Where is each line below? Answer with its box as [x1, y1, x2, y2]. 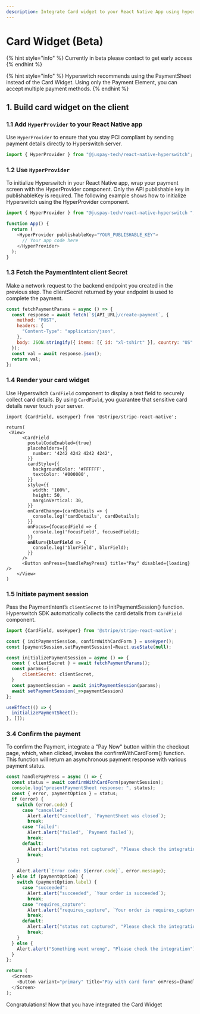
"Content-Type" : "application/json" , [21, 328, 116, 335]
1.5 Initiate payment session [6, 590, 89, 598]
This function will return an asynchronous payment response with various [6, 756, 187, 763]
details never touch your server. [6, 402, 85, 410]
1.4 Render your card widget [6, 376, 90, 384]
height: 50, [32, 492, 62, 498]
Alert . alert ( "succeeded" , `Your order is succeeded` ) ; [27, 890, 167, 896]
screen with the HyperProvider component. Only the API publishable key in [6, 186, 190, 193]
